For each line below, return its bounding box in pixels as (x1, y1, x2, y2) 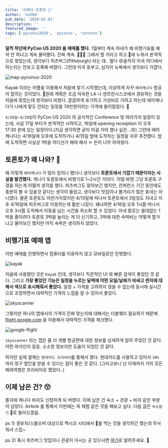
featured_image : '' (5, 26, 46, 31)
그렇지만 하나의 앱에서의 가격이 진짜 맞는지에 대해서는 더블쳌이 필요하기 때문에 (5, 310, 158, 316)
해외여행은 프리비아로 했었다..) (5, 366, 65, 372)
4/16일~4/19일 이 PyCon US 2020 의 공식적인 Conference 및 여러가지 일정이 (5, 114, 155, 120)
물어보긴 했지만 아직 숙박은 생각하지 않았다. (14, 220, 99, 226)
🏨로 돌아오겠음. (10, 410, 40, 416)
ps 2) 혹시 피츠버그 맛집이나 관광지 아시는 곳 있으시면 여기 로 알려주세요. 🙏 (5, 437, 149, 443)
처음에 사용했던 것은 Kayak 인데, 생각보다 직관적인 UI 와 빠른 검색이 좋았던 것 (5, 271, 154, 277)
